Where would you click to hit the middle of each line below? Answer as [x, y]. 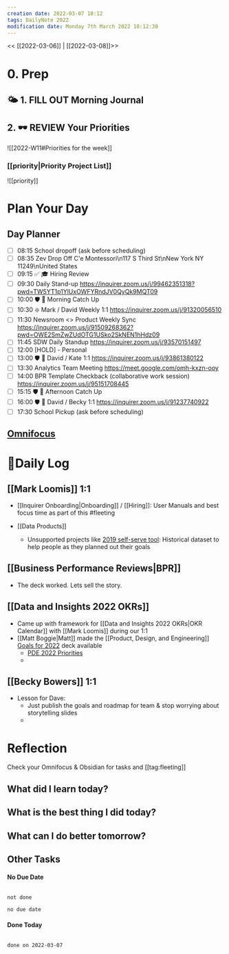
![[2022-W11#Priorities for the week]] [59, 148]
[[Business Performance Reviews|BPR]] [94, 569]
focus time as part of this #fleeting [66, 513]
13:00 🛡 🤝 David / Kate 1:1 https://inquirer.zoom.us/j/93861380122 [110, 358]
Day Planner [34, 234]
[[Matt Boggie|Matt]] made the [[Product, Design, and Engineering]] [113, 638]
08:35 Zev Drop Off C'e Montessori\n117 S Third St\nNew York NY [110, 259]
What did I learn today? [58, 789]
